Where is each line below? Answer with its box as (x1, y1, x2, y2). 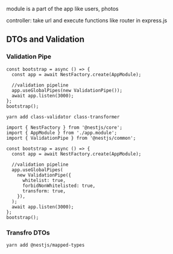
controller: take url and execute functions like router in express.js (6, 17, 168, 24)
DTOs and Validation (6, 34, 85, 45)
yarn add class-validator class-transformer (6, 114, 120, 120)
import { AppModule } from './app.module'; (6, 129, 118, 135)
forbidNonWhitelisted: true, (22, 183, 96, 189)
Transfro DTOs (6, 228, 50, 236)
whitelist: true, (22, 177, 66, 183)
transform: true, (22, 187, 66, 194)
